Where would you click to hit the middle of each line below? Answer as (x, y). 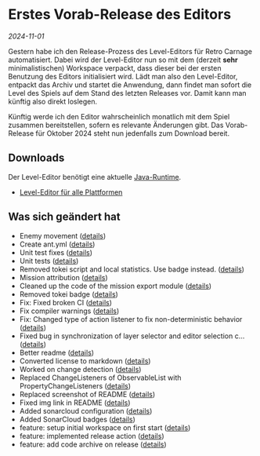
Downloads (36, 158)
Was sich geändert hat (64, 217)
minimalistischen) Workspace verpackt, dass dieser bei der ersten (115, 67)
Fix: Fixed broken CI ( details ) (65, 302)
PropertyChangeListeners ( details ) (75, 385)
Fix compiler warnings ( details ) (69, 311)
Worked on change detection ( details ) (80, 369)
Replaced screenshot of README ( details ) (87, 394)
